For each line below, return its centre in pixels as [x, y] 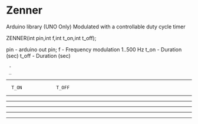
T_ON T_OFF [40, 87]
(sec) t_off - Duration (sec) [38, 56]
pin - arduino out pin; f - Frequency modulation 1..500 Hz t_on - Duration [94, 49]
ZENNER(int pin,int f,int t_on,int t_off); [51, 38]
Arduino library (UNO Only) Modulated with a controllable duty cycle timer [96, 27]
